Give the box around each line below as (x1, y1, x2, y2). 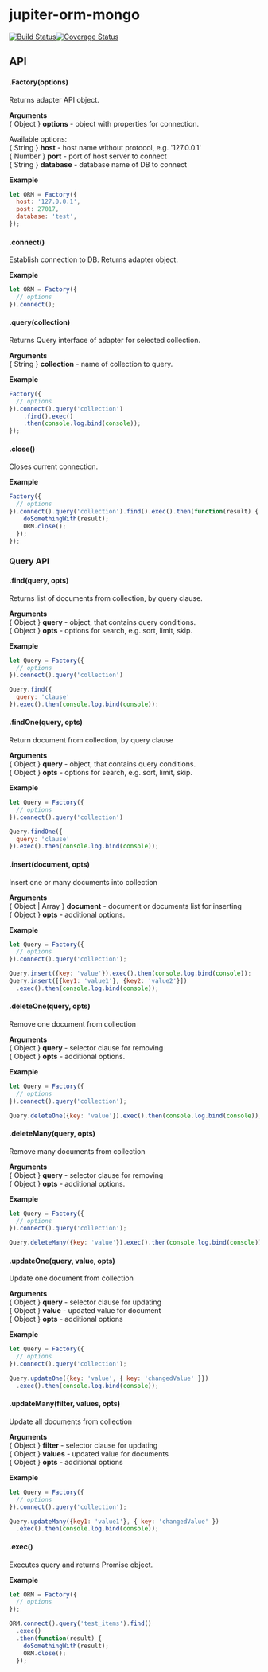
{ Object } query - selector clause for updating (9, 1297, 162, 1307)
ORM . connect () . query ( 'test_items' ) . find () (9, 1619, 152, 1628)
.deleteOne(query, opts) (9, 1001, 91, 1011)
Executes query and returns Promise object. (9, 1560, 153, 1569)
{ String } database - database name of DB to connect (9, 159, 188, 169)
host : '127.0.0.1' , (16, 197, 81, 206)
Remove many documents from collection (9, 1146, 146, 1156)
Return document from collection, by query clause (9, 735, 174, 745)
